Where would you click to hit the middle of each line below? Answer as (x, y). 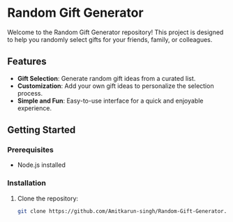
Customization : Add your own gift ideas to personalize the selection (115, 86)
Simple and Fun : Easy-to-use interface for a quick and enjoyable (110, 101)
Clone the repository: (48, 198)
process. (30, 93)
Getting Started (42, 130)
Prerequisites (30, 150)
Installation (27, 183)
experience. (35, 108)
